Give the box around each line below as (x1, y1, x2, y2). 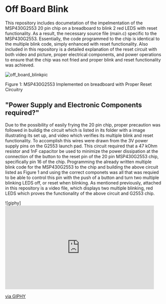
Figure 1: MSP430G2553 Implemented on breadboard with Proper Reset (5, 81, 152, 87)
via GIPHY (5, 293, 26, 299)
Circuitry (5, 86, 23, 92)
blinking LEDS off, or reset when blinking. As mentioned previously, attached (5, 180, 162, 185)
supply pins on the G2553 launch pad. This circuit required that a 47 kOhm (5, 143, 158, 149)
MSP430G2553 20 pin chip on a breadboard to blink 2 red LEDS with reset (5, 25, 158, 31)
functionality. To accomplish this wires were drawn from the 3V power (5, 137, 149, 143)
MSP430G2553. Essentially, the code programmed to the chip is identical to (5, 36, 160, 42)
